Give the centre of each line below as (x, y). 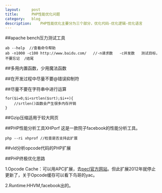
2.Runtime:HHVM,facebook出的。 (39, 186)
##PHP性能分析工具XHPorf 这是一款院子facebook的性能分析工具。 (73, 128)
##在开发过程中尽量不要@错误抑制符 (42, 79)
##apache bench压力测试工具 (35, 38)
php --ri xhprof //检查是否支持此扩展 (41, 138)
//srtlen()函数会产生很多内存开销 (45, 104)
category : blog (23, 19)
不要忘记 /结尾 (19, 59)
